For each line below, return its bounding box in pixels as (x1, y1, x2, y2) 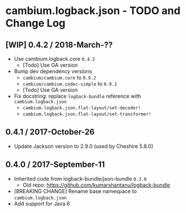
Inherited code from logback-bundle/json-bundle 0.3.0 (13, 175, 147, 182)
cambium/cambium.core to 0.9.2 (22, 74, 97, 81)
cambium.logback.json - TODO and (5, 4, 181, 18)
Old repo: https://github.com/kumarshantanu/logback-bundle (22, 181, 170, 188)
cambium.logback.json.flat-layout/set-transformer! (22, 111, 151, 117)
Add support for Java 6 (13, 200, 71, 207)
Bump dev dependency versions (13, 68, 92, 74)
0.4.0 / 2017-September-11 (5, 160, 105, 170)
